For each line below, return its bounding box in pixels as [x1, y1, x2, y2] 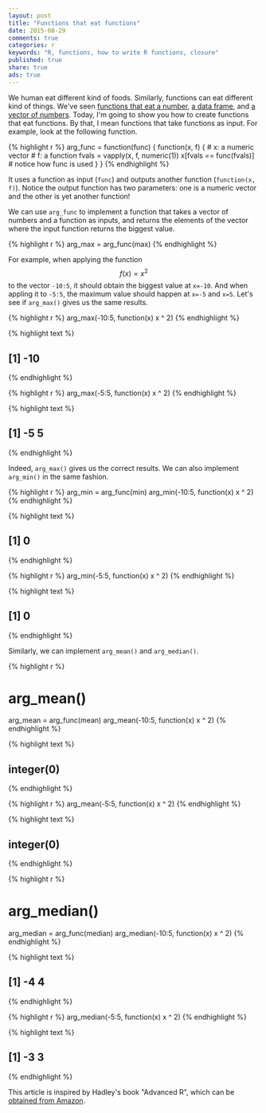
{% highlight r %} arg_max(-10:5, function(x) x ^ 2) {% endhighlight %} [8, 313, 241, 323]
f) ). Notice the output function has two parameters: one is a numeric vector [8, 182, 257, 192]
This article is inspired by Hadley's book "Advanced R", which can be [8, 1087, 235, 1096]
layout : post [8, 11, 52, 20]
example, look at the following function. [8, 127, 138, 136]
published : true [8, 57, 62, 65]
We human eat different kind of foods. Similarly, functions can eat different [8, 92, 253, 102]
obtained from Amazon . [8, 1095, 86, 1105]
